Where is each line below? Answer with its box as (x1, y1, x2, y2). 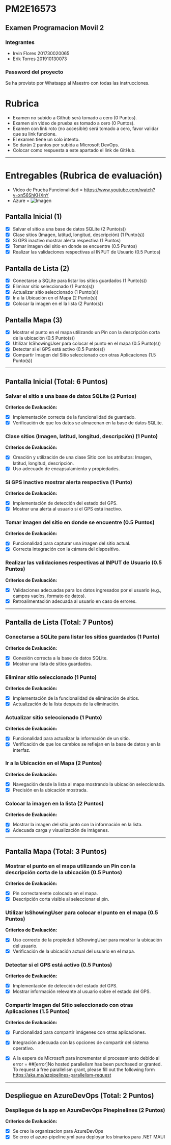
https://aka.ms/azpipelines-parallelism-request (12, 1072, 111, 1078)
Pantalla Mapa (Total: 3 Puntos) (5, 847, 107, 856)
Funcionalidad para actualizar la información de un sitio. (12, 735, 130, 742)
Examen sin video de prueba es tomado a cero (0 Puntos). (12, 120, 135, 126)
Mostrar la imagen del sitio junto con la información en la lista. (12, 822, 143, 828)
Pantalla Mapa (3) (5, 316, 63, 324)
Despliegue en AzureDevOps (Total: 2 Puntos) (5, 1091, 154, 1100)
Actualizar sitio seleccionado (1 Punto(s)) (12, 289, 99, 295)
